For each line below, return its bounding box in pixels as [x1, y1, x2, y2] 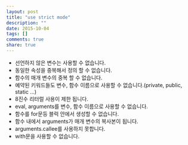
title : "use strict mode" [6, 14, 70, 20]
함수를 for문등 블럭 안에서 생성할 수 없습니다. [14, 110, 119, 117]
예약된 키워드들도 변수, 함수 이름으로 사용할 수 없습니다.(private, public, [14, 81, 183, 88]
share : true [6, 42, 36, 48]
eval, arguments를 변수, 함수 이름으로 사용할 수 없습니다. [14, 103, 148, 110]
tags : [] [6, 31, 28, 37]
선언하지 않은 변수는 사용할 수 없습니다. [14, 59, 106, 66]
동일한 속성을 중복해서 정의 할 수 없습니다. [14, 66, 112, 73]
